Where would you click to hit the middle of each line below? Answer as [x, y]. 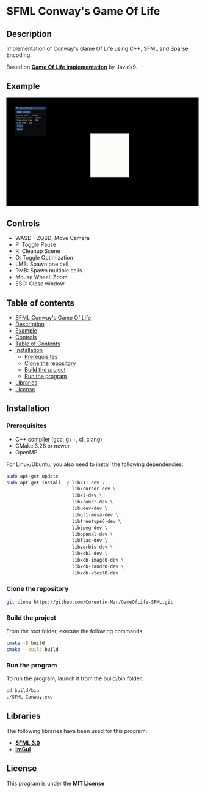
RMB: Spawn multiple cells [49, 271]
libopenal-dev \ [92, 534]
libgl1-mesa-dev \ [95, 515]
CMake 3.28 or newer [42, 446]
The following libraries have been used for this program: [77, 731]
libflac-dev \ [90, 541]
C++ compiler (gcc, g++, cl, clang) [59, 439]
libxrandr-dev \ [92, 502]
